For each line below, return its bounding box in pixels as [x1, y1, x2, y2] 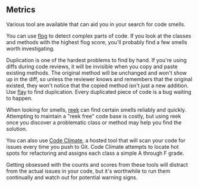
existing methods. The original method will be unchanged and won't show [6, 69, 187, 76]
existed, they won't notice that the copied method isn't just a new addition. [6, 82, 189, 89]
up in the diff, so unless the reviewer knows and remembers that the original [6, 75, 193, 82]
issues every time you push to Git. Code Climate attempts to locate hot [6, 143, 180, 150]
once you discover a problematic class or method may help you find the [6, 119, 182, 126]
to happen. [6, 94, 33, 102]
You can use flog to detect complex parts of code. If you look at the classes [6, 32, 191, 39]
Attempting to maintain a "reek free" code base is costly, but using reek [6, 112, 181, 119]
